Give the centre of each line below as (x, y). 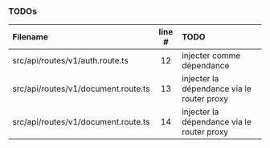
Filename (30, 37)
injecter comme (211, 55)
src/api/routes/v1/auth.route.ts (70, 60)
